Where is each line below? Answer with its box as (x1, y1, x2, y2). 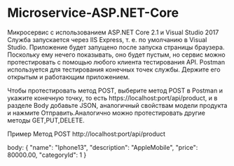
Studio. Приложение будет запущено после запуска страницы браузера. (7, 43, 225, 51)
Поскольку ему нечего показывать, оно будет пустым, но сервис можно (7, 50, 226, 59)
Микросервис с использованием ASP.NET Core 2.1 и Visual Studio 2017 (7, 28, 219, 36)
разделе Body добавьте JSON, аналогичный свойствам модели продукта (7, 101, 228, 109)
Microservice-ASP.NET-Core (7, 5, 179, 21)
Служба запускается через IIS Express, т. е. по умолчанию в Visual (7, 35, 207, 43)
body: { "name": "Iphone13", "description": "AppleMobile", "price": (7, 143, 198, 151)
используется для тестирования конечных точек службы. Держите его (7, 65, 221, 74)
